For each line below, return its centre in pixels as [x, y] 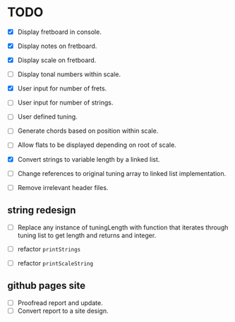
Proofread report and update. [60, 303]
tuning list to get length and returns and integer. [87, 235]
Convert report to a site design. [63, 311]
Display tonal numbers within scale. [69, 74]
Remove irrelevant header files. [63, 187]
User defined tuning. [47, 117]
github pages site [47, 286]
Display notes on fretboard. [57, 46]
